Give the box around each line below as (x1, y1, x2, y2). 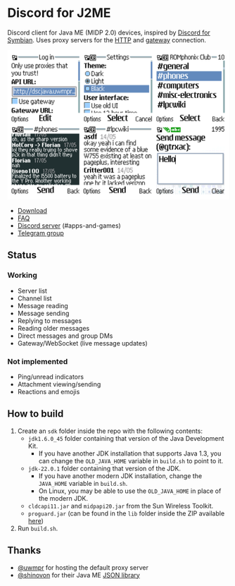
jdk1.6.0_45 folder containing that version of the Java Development (27, 434, 224, 442)
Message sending (17, 309, 70, 317)
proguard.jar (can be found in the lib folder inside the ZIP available (27, 509, 225, 518)
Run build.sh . (17, 524, 58, 532)
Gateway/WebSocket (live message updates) (17, 338, 148, 347)
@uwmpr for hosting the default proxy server (17, 563, 149, 572)
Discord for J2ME (7, 5, 111, 21)
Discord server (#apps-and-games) (17, 221, 121, 230)
